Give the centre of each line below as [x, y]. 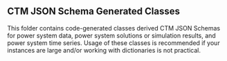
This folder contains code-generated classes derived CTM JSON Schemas [113, 28]
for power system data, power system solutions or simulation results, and [111, 35]
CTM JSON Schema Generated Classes [94, 11]
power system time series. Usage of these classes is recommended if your [113, 43]
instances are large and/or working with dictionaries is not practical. [104, 50]
